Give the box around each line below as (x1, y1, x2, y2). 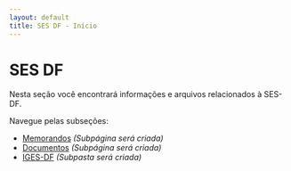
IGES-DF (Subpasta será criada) (21, 152, 142, 163)
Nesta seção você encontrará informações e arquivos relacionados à (9, 89, 263, 100)
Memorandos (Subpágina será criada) (21, 133, 164, 143)
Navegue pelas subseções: (9, 116, 109, 126)
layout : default (9, 12, 69, 22)
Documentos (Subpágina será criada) (21, 142, 162, 153)
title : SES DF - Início (9, 21, 98, 30)
